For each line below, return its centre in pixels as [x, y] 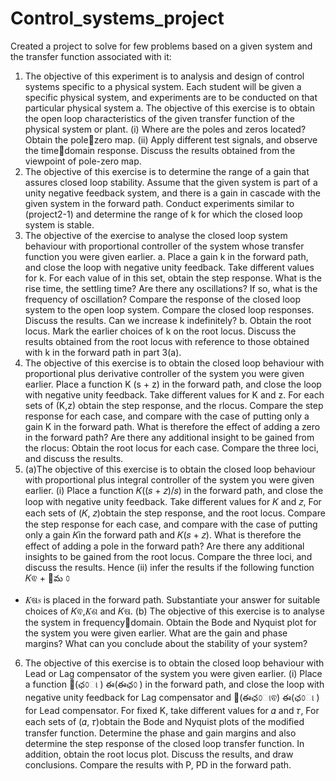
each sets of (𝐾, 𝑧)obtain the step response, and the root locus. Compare [175, 513]
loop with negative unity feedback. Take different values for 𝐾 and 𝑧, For [173, 501]
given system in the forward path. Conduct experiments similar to [159, 203]
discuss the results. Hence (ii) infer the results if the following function [169, 567]
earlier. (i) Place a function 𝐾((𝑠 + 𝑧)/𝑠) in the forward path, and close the [174, 490]
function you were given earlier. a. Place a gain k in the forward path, [166, 256]
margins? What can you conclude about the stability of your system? [166, 643]
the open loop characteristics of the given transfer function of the [159, 118]
